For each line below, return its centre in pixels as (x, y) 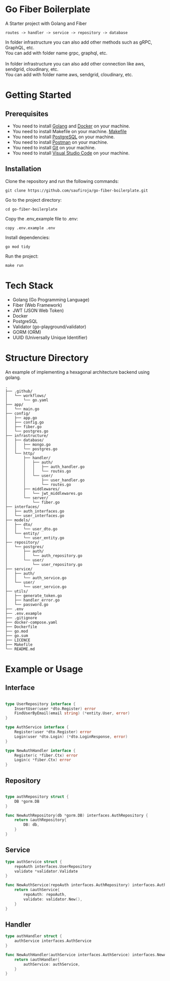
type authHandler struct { (34, 936)
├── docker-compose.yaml (31, 622)
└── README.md (20, 649)
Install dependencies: (28, 237)
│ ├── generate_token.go (34, 595)
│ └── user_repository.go (44, 564)
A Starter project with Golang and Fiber (46, 23)
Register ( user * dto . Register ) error (53, 732)
